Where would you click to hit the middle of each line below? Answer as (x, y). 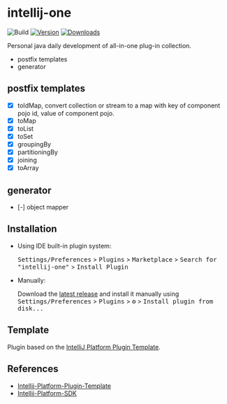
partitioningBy (37, 152)
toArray (28, 168)
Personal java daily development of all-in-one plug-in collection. (100, 45)
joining (27, 160)
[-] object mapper (43, 207)
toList (25, 128)
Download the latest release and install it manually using (98, 294)
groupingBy (34, 144)
